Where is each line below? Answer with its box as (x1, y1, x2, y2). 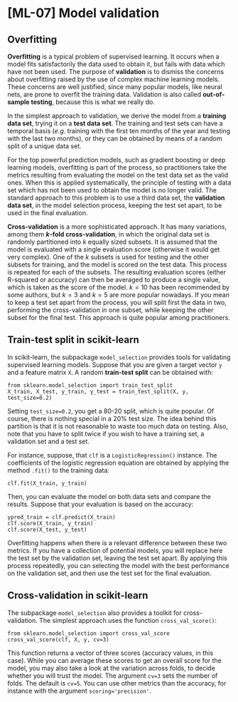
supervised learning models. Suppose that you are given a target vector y (7, 360, 222, 368)
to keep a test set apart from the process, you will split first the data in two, (7, 298, 227, 306)
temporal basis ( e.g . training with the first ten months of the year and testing (7, 127, 231, 135)
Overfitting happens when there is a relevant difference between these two (7, 538, 227, 547)
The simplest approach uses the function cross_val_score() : (38, 616, 217, 624)
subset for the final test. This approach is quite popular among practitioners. (7, 314, 231, 321)
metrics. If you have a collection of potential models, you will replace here (7, 546, 223, 554)
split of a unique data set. (7, 142, 82, 150)
